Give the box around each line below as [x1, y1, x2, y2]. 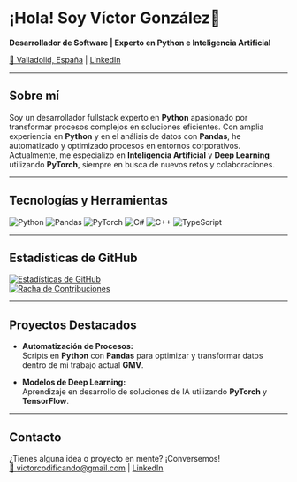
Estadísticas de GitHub [9, 250, 138, 265]
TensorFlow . [21, 396, 69, 407]
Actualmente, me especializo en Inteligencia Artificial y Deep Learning [9, 150, 270, 160]
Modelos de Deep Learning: [21, 377, 126, 388]
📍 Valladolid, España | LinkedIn [9, 54, 121, 65]
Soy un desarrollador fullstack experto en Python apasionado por [9, 112, 248, 122]
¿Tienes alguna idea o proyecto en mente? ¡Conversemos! [9, 454, 221, 463]
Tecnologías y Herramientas [9, 193, 168, 208]
